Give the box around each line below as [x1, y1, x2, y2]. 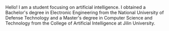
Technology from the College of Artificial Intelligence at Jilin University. [5, 20, 155, 26]
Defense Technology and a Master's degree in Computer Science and [5, 15, 153, 20]
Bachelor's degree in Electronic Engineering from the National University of [5, 9, 164, 15]
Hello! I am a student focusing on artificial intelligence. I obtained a [5, 4, 146, 10]
